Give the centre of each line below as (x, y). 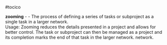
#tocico (13, 7)
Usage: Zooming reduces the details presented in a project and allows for (81, 27)
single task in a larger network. (37, 22)
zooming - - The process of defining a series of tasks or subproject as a (80, 16)
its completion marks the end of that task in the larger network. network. (80, 37)
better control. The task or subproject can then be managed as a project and (84, 32)
